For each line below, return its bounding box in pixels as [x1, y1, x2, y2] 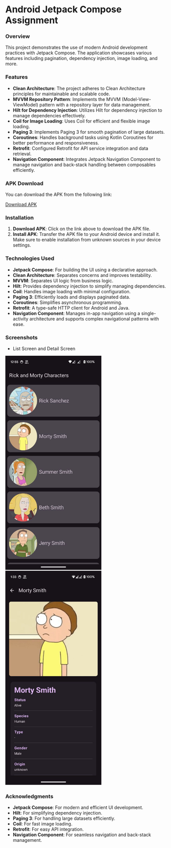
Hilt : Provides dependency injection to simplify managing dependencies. [12, 283, 166, 289]
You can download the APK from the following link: [5, 191, 113, 198]
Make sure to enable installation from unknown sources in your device [12, 237, 161, 243]
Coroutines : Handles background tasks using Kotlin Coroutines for [12, 134, 154, 140]
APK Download [5, 179, 44, 187]
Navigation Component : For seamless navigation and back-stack [12, 832, 151, 838]
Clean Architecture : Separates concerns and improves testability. [12, 272, 152, 278]
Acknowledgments [5, 793, 54, 800]
